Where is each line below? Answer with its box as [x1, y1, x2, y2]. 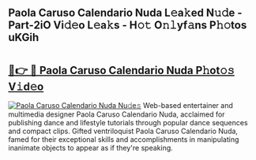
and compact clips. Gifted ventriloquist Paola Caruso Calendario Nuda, [8, 126, 239, 136]
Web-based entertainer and [143, 101, 233, 110]
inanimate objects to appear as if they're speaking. [8, 143, 174, 152]
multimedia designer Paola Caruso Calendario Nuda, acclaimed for [8, 110, 225, 119]
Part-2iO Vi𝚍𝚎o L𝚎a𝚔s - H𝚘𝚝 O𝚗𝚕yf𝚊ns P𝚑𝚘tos [8, 19, 247, 32]
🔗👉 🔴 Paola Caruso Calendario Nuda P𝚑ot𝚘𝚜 [8, 63, 235, 77]
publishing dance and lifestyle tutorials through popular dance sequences [8, 118, 248, 127]
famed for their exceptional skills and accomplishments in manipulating [8, 135, 239, 144]
